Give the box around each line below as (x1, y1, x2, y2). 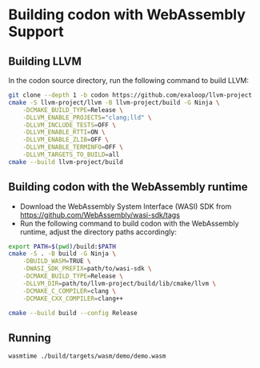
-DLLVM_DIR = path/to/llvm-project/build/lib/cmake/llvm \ (22, 279, 217, 287)
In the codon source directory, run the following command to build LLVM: (8, 76, 250, 85)
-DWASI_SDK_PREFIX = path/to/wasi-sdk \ (22, 265, 152, 273)
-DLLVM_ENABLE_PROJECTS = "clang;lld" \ (22, 114, 152, 122)
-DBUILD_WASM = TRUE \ (22, 258, 91, 266)
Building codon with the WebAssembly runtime (8, 180, 248, 194)
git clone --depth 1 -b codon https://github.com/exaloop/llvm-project (8, 91, 252, 99)
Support (8, 22, 64, 41)
